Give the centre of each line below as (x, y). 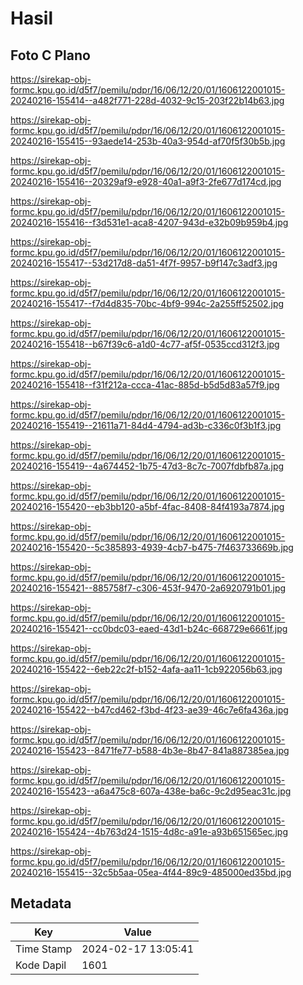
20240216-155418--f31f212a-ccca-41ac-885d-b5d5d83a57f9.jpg (145, 385)
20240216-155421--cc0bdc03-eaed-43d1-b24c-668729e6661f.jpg (149, 628)
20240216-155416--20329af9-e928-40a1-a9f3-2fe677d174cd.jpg (146, 181)
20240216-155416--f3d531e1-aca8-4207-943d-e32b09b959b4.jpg (149, 222)
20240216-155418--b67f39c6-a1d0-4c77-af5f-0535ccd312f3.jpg (145, 344)
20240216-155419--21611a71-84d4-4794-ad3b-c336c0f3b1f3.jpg (146, 425)
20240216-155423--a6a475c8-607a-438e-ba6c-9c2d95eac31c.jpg (151, 791)
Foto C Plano (50, 55)
